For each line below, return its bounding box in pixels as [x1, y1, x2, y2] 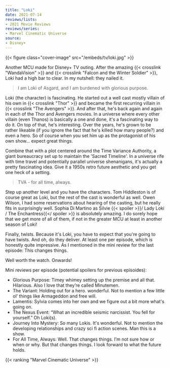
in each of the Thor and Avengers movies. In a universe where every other [5, 111, 160, 117]
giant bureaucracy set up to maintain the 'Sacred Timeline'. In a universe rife [5, 153, 164, 159]
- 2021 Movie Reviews [5, 21, 51, 27]
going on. [12, 304, 33, 310]
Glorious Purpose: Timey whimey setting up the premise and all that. [12, 277, 155, 283]
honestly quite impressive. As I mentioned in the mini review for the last [5, 242, 154, 248]
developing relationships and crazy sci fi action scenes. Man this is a [12, 325, 156, 331]
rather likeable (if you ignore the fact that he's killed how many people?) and [5, 127, 164, 133]
